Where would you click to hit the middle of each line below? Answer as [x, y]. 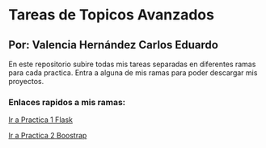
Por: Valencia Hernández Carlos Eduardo [113, 45]
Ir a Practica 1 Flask [40, 120]
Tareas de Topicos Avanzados [111, 15]
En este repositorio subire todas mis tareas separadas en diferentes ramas [132, 64]
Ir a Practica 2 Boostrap [48, 136]
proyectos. [26, 81]
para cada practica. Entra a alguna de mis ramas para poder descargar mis [133, 73]
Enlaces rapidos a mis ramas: [67, 102]
